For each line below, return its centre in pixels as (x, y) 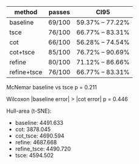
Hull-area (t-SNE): (29, 111)
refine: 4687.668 (36, 142)
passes (59, 12)
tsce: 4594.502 (34, 155)
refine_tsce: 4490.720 (43, 149)
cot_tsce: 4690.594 (40, 136)
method (26, 12)
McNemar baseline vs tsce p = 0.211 (52, 87)
